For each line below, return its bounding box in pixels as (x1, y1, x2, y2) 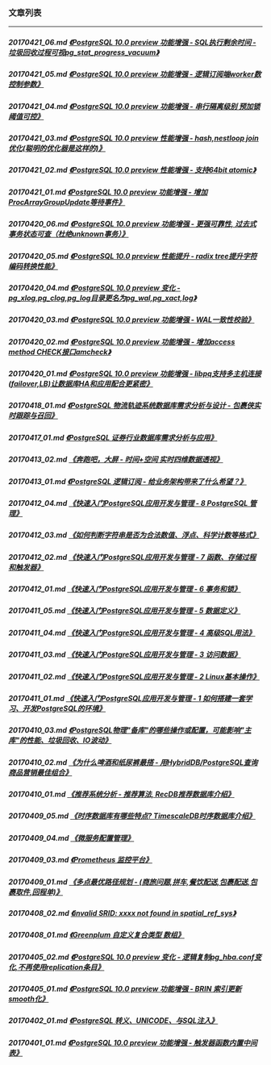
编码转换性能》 (8, 261, 58, 271)
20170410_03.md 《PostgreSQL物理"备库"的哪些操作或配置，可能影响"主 (8, 725, 252, 735)
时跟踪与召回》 (8, 411, 58, 420)
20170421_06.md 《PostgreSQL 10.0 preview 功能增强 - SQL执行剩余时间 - (8, 37, 256, 47)
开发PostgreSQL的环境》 (22, 704, 106, 713)
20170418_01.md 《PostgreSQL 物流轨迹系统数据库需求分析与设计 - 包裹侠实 (8, 401, 261, 411)
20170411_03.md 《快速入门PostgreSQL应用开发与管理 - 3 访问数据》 (8, 649, 242, 659)
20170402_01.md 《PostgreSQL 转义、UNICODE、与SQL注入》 (8, 1016, 219, 1025)
